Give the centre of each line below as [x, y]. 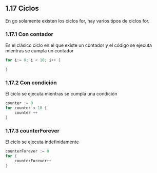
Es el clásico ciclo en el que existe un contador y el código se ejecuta [79, 45]
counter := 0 [19, 103]
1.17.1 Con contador [30, 34]
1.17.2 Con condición [31, 83]
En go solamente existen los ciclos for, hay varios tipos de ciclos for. [77, 21]
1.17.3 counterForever [33, 130]
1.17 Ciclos [22, 8]
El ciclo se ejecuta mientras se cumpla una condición [61, 94]
